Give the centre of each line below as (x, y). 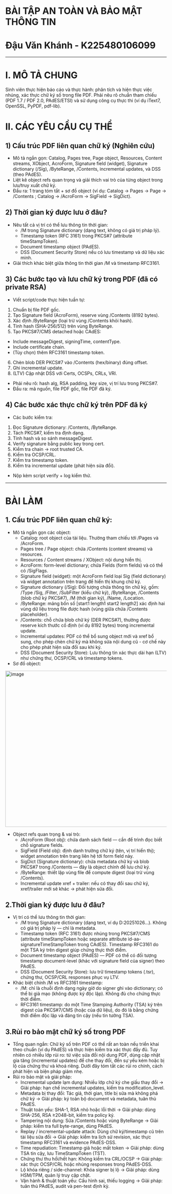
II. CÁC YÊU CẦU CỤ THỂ (59, 127)
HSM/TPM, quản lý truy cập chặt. (56, 1175)
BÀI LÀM (24, 501)
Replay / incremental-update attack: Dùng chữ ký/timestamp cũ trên (92, 1132)
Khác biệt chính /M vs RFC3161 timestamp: (58, 983)
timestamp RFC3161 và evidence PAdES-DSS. (68, 1143)
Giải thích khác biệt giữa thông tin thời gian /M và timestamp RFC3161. (86, 263)
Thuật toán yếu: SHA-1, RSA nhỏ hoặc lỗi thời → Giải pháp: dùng (88, 1110)
